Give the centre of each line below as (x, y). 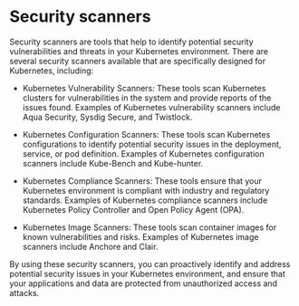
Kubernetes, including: (52, 71)
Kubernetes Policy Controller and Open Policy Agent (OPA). (133, 209)
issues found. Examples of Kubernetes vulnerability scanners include (151, 107)
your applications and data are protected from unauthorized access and (144, 283)
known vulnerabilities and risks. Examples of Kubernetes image (140, 236)
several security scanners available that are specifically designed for (137, 61)
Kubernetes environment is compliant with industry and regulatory (146, 190)
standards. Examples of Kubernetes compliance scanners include (145, 200)
